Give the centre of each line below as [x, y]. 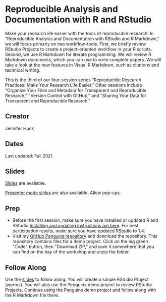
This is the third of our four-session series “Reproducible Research [73, 80]
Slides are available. [26, 183]
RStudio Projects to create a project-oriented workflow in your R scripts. [79, 49]
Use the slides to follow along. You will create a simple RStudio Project [77, 279]
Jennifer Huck [20, 128]
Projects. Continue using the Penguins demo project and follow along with [81, 290]
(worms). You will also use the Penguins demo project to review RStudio [79, 285]
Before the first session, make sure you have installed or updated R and [85, 220]
